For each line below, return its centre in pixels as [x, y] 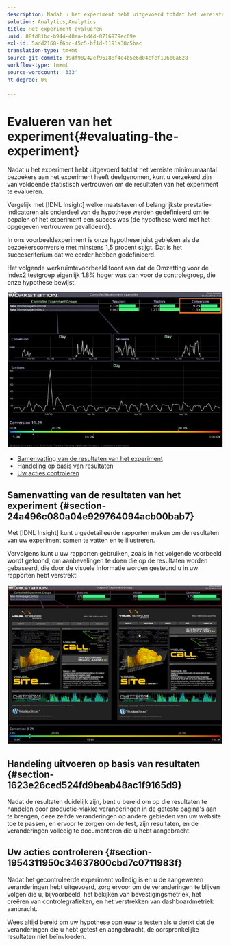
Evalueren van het [60, 122]
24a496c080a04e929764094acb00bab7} [101, 516]
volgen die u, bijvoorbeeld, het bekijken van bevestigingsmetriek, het [104, 894]
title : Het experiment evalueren [55, 29]
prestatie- [198, 205]
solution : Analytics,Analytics [52, 22]
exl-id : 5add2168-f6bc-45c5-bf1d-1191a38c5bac [75, 44]
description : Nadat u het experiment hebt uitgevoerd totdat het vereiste [116, 14]
